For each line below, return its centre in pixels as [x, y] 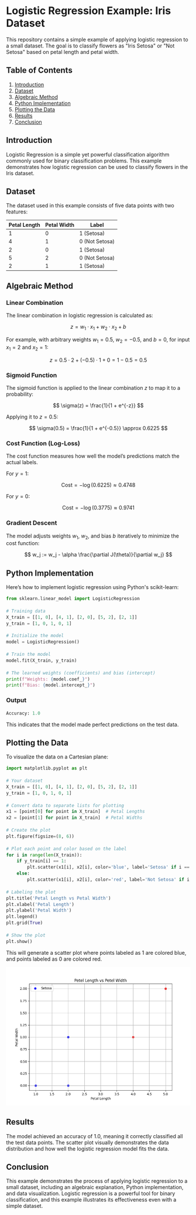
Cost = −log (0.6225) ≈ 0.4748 [98, 485]
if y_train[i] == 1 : [42, 861]
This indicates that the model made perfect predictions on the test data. [92, 724]
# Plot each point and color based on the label [66, 849]
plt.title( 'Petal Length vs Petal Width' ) [59, 898]
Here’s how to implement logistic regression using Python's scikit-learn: [92, 587]
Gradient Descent [32, 523]
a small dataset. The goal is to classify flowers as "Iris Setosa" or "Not [90, 46]
